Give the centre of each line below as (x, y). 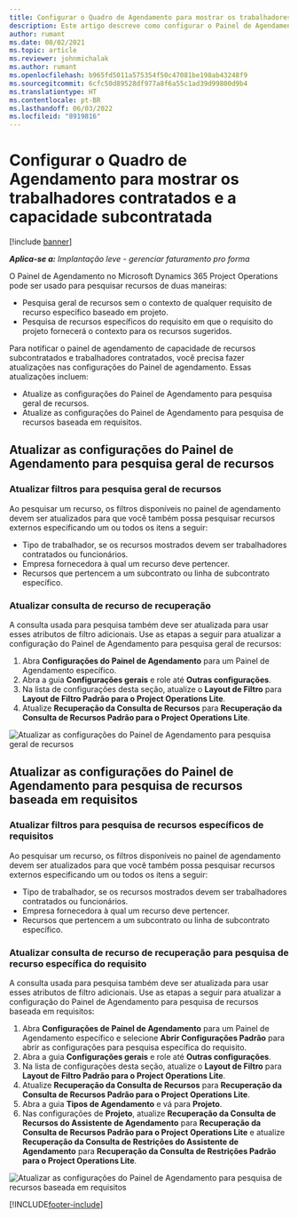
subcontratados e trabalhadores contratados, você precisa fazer (127, 358)
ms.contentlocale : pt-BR (55, 100)
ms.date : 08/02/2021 (47, 42)
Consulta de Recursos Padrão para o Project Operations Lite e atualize (153, 1133)
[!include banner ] (41, 242)
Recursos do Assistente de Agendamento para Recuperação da (141, 1123)
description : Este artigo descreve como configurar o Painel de (130, 26)
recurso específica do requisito (78, 963)
